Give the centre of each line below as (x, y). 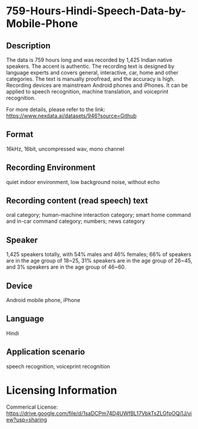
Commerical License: (32, 407)
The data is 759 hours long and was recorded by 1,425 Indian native (89, 60)
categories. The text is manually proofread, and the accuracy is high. (90, 79)
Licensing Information (62, 390)
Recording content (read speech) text (77, 201)
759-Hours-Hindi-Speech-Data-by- (96, 11)
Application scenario (45, 352)
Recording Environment (51, 168)
